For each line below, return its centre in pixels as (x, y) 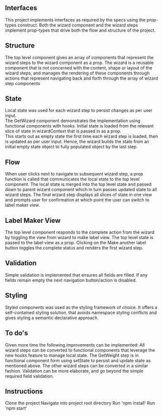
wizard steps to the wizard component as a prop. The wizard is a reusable (79, 63)
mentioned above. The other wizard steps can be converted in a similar (77, 366)
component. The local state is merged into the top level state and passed (78, 184)
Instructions (24, 391)
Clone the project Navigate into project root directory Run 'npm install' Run (80, 403)
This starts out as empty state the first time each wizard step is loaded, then (81, 136)
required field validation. (30, 376)
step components (23, 83)
